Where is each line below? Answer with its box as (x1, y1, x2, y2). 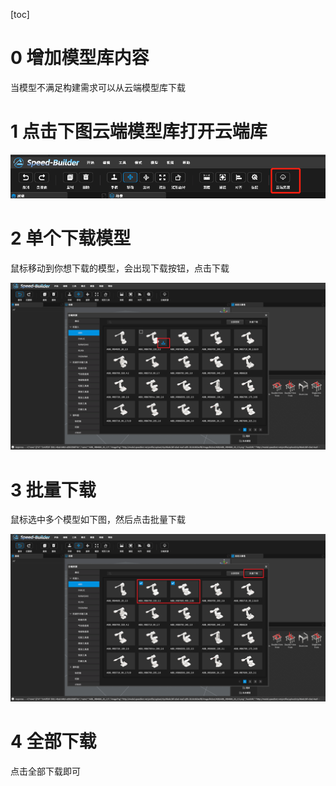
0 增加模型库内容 (10, 47, 150, 69)
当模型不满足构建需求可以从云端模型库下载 (10, 81, 186, 93)
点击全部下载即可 (10, 765, 81, 778)
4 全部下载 (10, 730, 97, 753)
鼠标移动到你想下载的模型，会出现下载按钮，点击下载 (10, 262, 230, 274)
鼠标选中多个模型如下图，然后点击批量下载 (10, 514, 186, 526)
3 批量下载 (10, 479, 97, 501)
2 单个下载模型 (10, 227, 132, 249)
